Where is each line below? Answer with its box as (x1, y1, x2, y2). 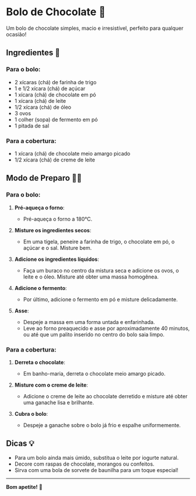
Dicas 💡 (6, 439, 35, 449)
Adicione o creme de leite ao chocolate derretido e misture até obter (23, 392, 188, 399)
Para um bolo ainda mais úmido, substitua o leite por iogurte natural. (14, 454, 179, 461)
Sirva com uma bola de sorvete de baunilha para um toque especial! (14, 466, 179, 473)
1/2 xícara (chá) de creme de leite (14, 156, 95, 163)
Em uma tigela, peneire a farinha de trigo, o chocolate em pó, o (23, 238, 175, 245)
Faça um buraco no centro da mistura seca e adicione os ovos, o (23, 267, 179, 274)
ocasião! (6, 30, 27, 37)
